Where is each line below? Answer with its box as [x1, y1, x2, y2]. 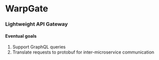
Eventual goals [5, 33, 37, 39]
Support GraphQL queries [12, 44, 66, 50]
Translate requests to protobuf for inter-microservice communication [12, 49, 154, 55]
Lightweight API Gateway [5, 21, 68, 28]
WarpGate [5, 3, 48, 14]
